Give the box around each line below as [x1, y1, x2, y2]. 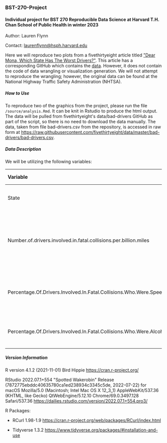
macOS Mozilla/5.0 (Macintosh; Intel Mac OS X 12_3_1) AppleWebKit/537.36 [5, 388, 159, 394]
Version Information [5, 354, 48, 361]
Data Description [5, 146, 41, 152]
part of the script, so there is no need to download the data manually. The [5, 119, 156, 125]
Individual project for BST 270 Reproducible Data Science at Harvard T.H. [5, 16, 160, 22]
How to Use [5, 90, 30, 96]
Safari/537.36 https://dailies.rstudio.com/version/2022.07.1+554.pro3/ [5, 398, 148, 404]
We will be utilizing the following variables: [5, 159, 92, 165]
